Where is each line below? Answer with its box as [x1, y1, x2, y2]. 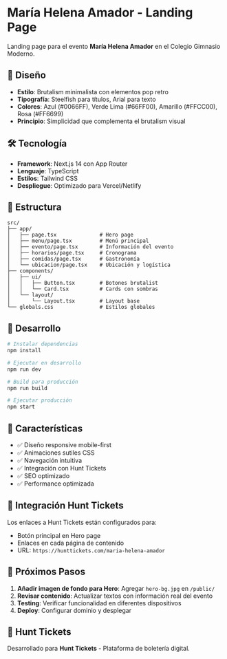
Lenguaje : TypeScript [17, 166, 79, 175]
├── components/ [7, 268, 54, 274]
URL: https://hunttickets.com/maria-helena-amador [17, 545, 165, 554]
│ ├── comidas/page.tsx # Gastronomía [7, 256, 140, 263]
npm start [7, 404, 36, 411]
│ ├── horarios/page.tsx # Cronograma [7, 250, 137, 257]
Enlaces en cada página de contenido [17, 539, 125, 547]
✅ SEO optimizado [17, 472, 70, 479]
